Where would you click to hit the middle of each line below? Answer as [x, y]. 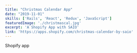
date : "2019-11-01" [25, 14]
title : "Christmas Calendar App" [39, 9]
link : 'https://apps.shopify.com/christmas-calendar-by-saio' [69, 32]
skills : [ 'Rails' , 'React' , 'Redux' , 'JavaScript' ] [58, 18]
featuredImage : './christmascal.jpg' [43, 23]
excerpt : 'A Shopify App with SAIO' [42, 27]
